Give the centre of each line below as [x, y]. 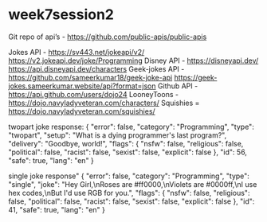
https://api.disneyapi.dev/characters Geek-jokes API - [96, 68]
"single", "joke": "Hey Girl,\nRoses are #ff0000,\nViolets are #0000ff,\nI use [133, 184]
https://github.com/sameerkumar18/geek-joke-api [90, 77]
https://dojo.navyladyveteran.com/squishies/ [82, 111]
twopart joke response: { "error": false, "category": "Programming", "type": [132, 127]
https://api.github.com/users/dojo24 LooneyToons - [94, 94]
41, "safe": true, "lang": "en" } [57, 209]
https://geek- [196, 77]
